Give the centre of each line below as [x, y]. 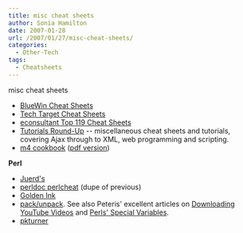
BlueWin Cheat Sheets [57, 105]
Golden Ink [37, 195]
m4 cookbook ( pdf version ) [65, 147]
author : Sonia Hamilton [48, 23]
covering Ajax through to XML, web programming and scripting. [124, 139]
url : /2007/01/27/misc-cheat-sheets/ [71, 38]
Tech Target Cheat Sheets [63, 114]
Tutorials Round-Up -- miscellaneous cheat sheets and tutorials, [125, 130]
